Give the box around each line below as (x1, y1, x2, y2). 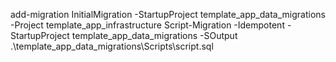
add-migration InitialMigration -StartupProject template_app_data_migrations (10, 9, 326, 20)
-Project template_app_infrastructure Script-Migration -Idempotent (10, 19, 285, 31)
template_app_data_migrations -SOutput (71, 30, 238, 41)
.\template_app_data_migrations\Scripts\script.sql (10, 40, 214, 52)
